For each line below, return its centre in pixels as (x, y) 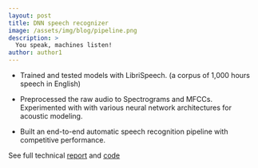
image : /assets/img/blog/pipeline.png (73, 30)
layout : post (30, 16)
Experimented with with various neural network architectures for (126, 107)
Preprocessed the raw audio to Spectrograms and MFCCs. (116, 99)
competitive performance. (63, 140)
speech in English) (50, 84)
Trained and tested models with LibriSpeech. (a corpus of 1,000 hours (135, 75)
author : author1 (35, 53)
